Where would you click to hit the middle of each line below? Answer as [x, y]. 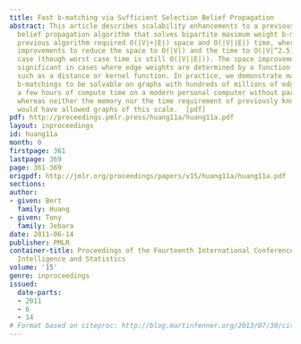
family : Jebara [46, 226]
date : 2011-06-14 [42, 234]
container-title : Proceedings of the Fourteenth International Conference [152, 251]
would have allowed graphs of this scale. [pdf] [112, 109]
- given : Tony [36, 217]
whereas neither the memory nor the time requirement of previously [148, 101]
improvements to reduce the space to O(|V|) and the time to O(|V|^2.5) [156, 51]
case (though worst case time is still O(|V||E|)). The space [136, 59]
